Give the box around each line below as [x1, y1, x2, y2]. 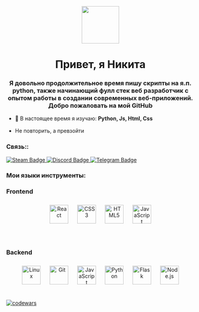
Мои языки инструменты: [6, 171, 86, 179]
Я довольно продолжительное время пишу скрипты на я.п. [9, 79, 192, 87]
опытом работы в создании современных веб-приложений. [8, 94, 193, 102]
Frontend [6, 187, 33, 195]
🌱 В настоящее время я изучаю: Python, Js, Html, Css [14, 115, 153, 122]
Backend [6, 248, 33, 256]
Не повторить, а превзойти [14, 127, 85, 134]
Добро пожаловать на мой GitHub [48, 102, 153, 110]
